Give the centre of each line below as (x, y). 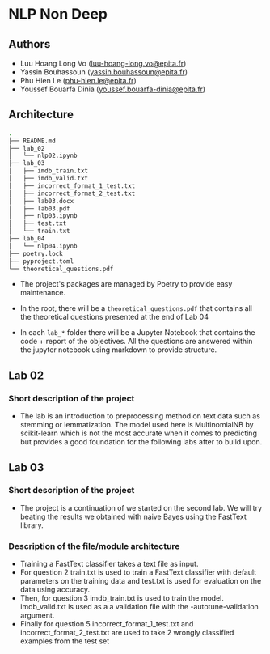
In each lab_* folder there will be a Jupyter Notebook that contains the (137, 333)
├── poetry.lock (36, 253)
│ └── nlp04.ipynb (43, 246)
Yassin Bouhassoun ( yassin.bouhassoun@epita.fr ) (104, 72)
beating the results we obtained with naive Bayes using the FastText (133, 516)
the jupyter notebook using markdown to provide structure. (118, 350)
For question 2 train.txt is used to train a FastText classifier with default (138, 572)
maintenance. (43, 293)
